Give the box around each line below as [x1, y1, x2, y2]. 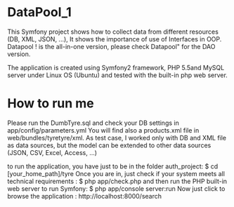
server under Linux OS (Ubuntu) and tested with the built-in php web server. [7, 71, 228, 79]
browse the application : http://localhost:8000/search [7, 192, 162, 200]
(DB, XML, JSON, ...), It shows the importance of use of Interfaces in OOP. [7, 34, 222, 43]
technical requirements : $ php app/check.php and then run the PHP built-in [7, 177, 227, 185]
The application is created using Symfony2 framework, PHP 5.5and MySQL [7, 63, 225, 72]
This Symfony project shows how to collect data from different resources [7, 27, 219, 36]
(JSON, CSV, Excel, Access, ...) [7, 148, 97, 156]
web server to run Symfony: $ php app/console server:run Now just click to [7, 184, 226, 193]
